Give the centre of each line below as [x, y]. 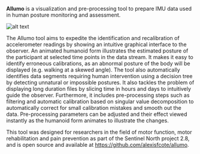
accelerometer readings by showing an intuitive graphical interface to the [96, 44]
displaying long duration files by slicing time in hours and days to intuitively [99, 89]
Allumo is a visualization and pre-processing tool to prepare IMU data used [99, 9]
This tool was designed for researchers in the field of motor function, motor [99, 132]
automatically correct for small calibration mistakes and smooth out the [94, 108]
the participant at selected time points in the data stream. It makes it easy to [100, 57]
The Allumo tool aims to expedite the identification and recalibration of [93, 38]
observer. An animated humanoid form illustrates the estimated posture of [97, 51]
